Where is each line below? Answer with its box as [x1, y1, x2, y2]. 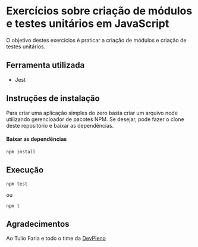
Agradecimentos [6, 219, 70, 229]
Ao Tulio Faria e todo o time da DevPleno [6, 234, 106, 242]
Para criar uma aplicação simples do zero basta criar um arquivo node [6, 109, 178, 116]
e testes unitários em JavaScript [6, 17, 169, 30]
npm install [6, 149, 36, 155]
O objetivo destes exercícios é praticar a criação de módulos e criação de [6, 36, 187, 44]
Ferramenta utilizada [6, 60, 85, 70]
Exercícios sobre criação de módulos [6, 4, 193, 18]
